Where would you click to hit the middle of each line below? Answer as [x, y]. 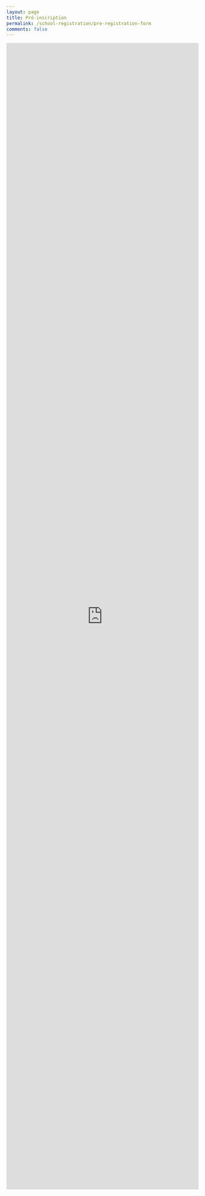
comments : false [27, 29]
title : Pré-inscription [37, 18]
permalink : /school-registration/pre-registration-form [79, 23]
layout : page [23, 12]
